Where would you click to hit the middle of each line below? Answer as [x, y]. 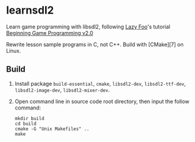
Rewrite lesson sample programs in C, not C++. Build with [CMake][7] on [95, 44]
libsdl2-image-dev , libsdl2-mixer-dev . [62, 90]
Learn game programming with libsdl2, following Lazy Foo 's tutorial [88, 27]
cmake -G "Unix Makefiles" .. [52, 129]
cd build [25, 124]
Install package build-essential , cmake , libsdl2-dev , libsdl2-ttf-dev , [100, 83]
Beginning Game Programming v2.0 [50, 33]
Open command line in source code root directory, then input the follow [102, 101]
